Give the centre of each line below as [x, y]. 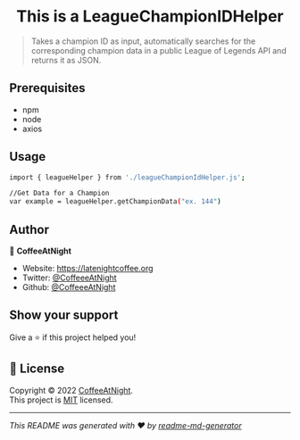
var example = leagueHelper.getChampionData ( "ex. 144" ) [115, 202]
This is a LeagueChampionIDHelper [150, 17]
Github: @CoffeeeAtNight [69, 287]
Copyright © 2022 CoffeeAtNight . [71, 390]
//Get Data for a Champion [59, 194]
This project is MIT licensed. [61, 400]
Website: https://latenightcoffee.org [87, 268]
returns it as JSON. [66, 60]
